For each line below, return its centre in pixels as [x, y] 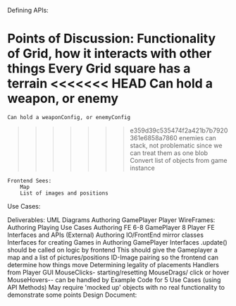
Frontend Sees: [30, 180]
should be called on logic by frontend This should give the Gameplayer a [113, 250]
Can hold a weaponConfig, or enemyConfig [69, 117]
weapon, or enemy [63, 99]
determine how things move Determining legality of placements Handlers [113, 264]
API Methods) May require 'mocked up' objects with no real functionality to [116, 287]
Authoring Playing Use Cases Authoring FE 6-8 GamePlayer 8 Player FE [111, 227]
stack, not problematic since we [176, 145]
